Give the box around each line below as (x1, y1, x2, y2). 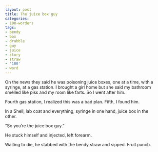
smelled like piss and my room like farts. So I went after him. (5, 89, 126, 95)
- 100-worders (5, 20, 34, 26)
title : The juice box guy (5, 12, 58, 17)
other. (5, 114, 17, 119)
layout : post (5, 7, 32, 12)
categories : (5, 16, 29, 21)
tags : (5, 25, 16, 30)
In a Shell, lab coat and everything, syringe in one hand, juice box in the (5, 108, 149, 114)
